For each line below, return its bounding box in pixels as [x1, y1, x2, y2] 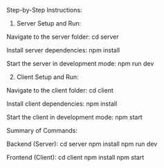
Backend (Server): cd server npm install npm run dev [6, 140, 158, 148]
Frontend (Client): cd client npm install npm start [6, 153, 145, 161]
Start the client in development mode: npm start [6, 113, 143, 121]
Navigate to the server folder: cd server [6, 32, 119, 41]
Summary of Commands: [6, 127, 78, 134]
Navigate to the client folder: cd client [6, 86, 113, 94]
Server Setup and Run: [16, 19, 82, 27]
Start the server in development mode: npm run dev [6, 59, 154, 68]
